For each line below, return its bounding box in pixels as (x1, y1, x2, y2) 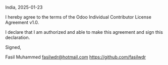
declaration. (5, 35, 30, 40)
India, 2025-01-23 (5, 5, 43, 10)
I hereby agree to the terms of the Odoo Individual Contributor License (5, 14, 151, 20)
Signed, (5, 44, 21, 50)
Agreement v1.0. (5, 20, 39, 25)
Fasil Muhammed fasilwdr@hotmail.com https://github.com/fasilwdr (5, 54, 146, 60)
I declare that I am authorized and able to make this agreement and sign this (5, 29, 163, 35)
